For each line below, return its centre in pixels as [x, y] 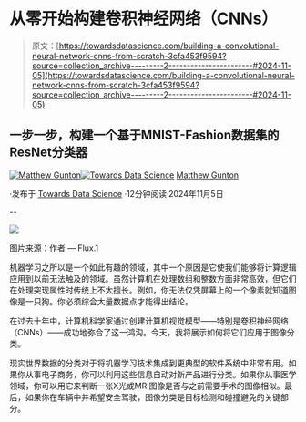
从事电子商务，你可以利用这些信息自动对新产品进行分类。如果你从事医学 [161, 374]
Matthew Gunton [208, 175]
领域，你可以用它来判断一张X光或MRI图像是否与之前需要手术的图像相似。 [147, 386]
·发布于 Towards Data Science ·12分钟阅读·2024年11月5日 [117, 193]
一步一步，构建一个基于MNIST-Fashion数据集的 [144, 135]
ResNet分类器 [49, 153]
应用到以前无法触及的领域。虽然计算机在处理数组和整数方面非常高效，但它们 [153, 278]
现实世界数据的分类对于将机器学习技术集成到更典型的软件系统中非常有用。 [149, 363]
